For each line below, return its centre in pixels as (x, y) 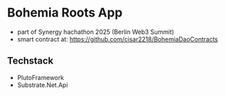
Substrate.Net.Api (42, 85)
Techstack (30, 61)
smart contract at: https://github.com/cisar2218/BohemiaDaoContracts (118, 39)
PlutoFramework (40, 77)
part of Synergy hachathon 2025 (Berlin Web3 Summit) (96, 32)
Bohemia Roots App (65, 13)
